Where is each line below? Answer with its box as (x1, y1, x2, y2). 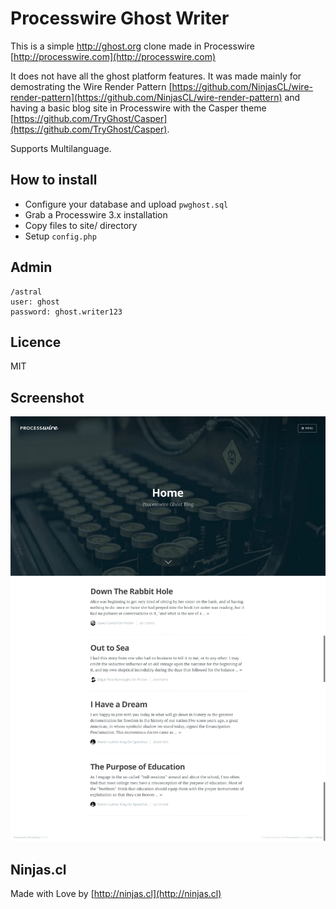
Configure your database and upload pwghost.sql (24, 198, 229, 210)
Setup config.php (24, 230, 97, 242)
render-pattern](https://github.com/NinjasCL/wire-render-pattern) (10, 91, 283, 103)
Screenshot (10, 389, 85, 406)
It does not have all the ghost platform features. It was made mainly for (10, 70, 302, 82)
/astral (10, 287, 43, 297)
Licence (10, 333, 62, 351)
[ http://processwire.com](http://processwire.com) (10, 50, 217, 62)
